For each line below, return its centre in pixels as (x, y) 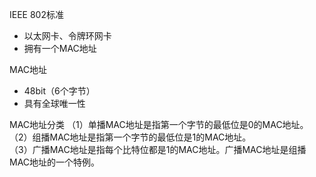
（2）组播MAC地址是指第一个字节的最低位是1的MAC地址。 (130, 137)
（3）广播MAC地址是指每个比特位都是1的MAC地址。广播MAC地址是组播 (158, 149)
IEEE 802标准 (36, 14)
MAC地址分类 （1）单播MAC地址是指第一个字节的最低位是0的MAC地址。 (159, 124)
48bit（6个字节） (59, 91)
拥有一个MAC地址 (60, 48)
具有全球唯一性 (54, 103)
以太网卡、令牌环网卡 (67, 36)
